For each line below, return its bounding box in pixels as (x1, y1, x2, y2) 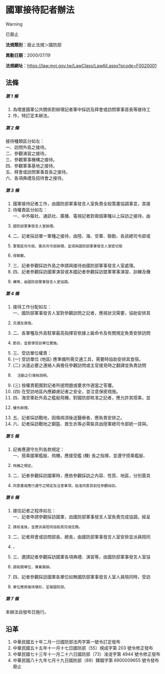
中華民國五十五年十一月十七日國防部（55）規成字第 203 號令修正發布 (12, 645, 154, 651)
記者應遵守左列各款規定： (12, 446, 65, 452)
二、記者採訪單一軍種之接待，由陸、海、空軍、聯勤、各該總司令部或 (12, 233, 151, 239)
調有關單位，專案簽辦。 (12, 565, 54, 570)
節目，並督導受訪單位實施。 (12, 341, 61, 346)
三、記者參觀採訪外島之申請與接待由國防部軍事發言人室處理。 (12, 263, 138, 269)
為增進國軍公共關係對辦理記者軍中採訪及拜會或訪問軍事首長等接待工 (12, 106, 151, 112)
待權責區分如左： (12, 207, 48, 213)
